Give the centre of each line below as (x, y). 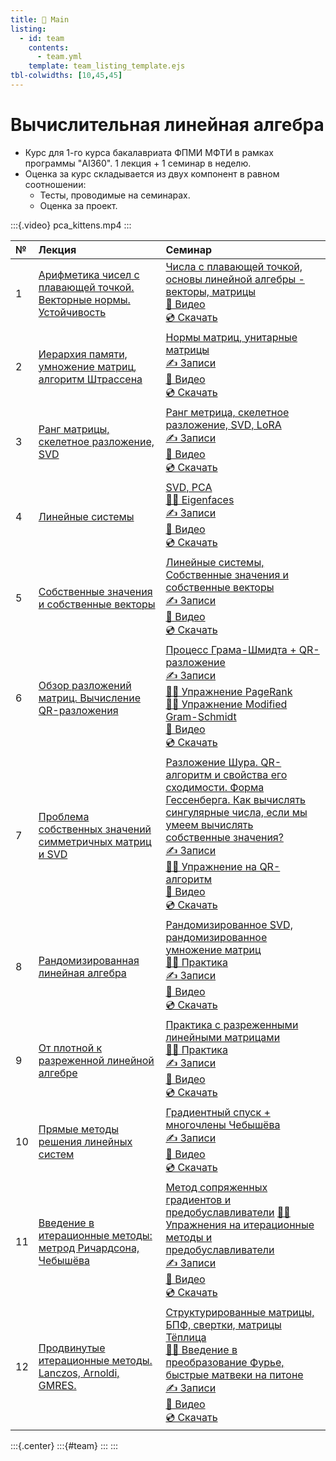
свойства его (255, 774)
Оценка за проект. (78, 205)
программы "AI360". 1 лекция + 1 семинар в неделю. (138, 163)
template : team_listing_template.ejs (107, 66)
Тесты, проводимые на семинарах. (115, 195)
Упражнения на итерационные (240, 1224)
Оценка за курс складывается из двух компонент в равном (152, 173)
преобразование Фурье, (225, 1362)
